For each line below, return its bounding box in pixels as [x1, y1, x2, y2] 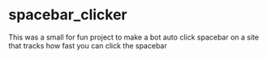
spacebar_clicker [8, 6, 127, 24]
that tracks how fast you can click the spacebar [8, 40, 168, 50]
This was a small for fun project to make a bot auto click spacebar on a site [8, 32, 260, 42]
